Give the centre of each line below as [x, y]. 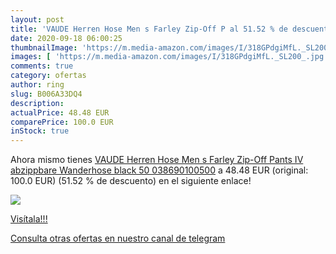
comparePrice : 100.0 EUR [62, 122]
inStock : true [40, 131]
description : [37, 103]
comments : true [42, 66]
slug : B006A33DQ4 [46, 94]
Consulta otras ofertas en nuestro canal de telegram [118, 238]
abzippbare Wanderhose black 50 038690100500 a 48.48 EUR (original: [159, 170]
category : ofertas [48, 76]
